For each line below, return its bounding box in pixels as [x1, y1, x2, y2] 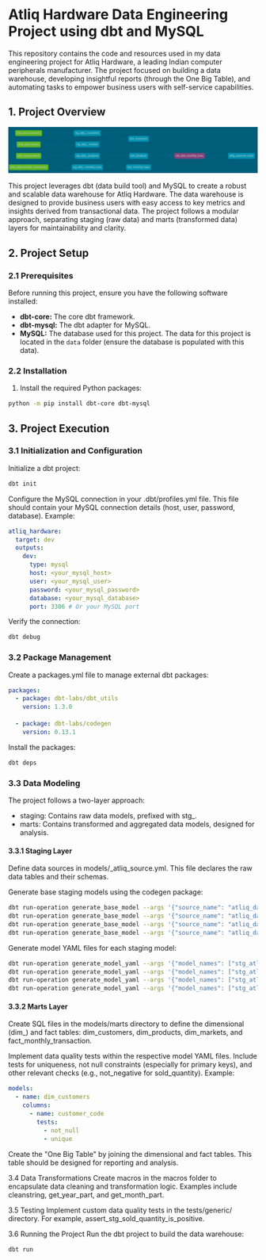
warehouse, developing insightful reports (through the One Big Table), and [8, 74, 251, 83]
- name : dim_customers [15, 1093, 90, 1101]
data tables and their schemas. [8, 872, 109, 882]
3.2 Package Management [8, 652, 112, 663]
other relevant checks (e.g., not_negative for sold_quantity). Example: [8, 1068, 235, 1078]
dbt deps [8, 759, 37, 767]
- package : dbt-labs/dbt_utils [15, 695, 119, 703]
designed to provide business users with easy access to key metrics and [8, 198, 245, 208]
